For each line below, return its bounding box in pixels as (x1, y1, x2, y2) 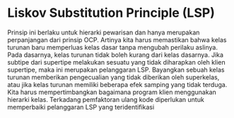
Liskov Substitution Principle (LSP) (7, 5, 216, 21)
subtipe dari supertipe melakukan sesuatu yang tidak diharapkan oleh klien (7, 58, 226, 66)
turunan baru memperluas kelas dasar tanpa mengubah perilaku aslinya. (7, 43, 218, 51)
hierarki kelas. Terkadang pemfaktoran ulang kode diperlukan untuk (7, 95, 205, 103)
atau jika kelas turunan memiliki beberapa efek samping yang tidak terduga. (7, 80, 228, 88)
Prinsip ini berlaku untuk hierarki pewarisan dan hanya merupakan (7, 28, 200, 37)
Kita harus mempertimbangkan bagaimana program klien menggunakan (7, 88, 217, 96)
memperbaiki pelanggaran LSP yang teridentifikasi (7, 103, 155, 111)
